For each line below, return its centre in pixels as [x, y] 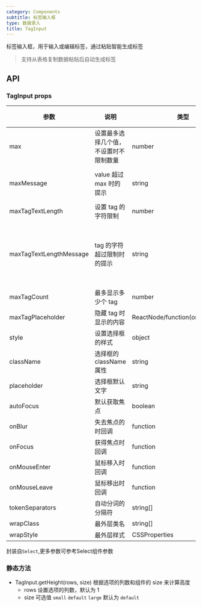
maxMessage [28, 183]
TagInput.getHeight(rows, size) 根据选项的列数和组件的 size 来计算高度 [103, 582]
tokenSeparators [33, 508]
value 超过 [109, 174]
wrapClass [24, 523]
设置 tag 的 [110, 207]
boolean [143, 406]
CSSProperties [153, 535]
